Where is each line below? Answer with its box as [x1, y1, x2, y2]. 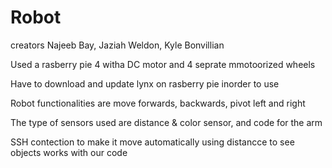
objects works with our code [10, 146, 128, 158]
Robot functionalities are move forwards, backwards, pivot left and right [10, 97, 306, 109]
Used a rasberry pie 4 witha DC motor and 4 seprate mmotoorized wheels [10, 58, 316, 70]
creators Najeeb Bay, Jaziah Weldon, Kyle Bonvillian [10, 39, 225, 51]
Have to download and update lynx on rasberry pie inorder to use [10, 77, 280, 90]
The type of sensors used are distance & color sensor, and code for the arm [10, 116, 323, 128]
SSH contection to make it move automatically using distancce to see [10, 136, 295, 148]
